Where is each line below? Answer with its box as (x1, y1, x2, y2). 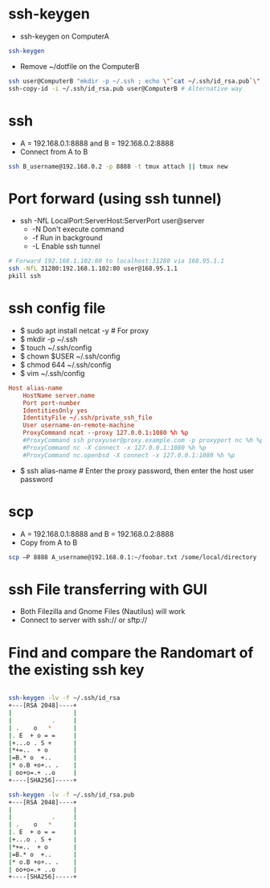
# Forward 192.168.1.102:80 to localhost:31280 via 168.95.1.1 (8, 257, 225, 265)
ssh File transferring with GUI (8, 580, 207, 599)
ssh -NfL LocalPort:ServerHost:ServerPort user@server (19, 216, 205, 226)
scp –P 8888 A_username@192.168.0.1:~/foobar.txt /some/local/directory (8, 553, 257, 561)
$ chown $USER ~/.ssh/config (19, 351, 121, 361)
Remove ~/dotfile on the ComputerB (19, 61, 140, 71)
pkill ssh (8, 272, 42, 280)
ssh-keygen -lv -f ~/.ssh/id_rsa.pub (8, 791, 135, 799)
